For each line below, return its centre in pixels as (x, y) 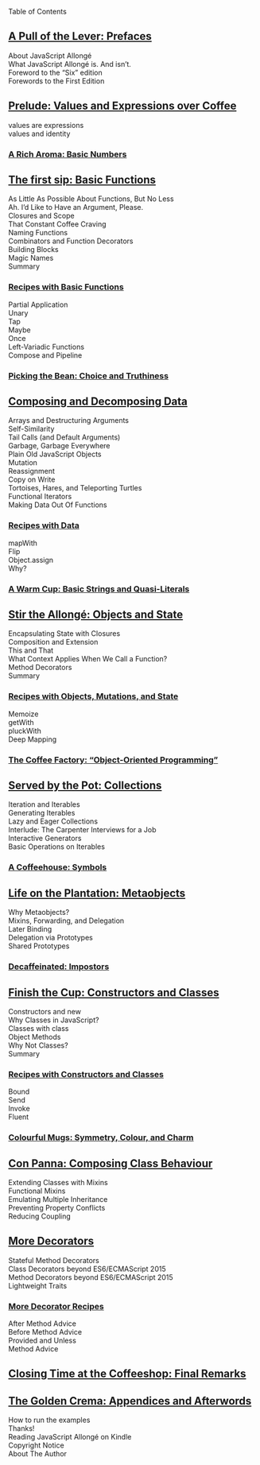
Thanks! (21, 1428)
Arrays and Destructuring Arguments (69, 421)
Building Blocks (33, 250)
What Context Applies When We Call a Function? (88, 659)
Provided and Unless (43, 1341)
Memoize (23, 714)
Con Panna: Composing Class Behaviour (111, 1163)
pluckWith (25, 731)
